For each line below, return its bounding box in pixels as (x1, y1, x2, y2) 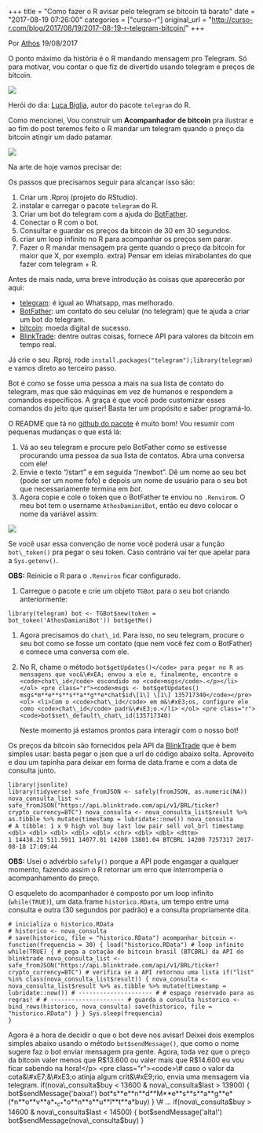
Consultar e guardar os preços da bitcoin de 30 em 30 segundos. (19, 226, 232, 235)
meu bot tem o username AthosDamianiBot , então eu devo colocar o (19, 501, 239, 510)
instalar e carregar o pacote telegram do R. (19, 201, 159, 210)
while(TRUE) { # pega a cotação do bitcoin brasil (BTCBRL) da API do (8, 948, 244, 956)
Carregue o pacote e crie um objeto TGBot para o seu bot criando (19, 587, 230, 595)
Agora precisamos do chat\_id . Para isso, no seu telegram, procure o (19, 630, 245, 639)
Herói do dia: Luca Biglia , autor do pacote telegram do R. (8, 101, 191, 109)
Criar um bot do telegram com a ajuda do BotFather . (19, 210, 188, 218)
